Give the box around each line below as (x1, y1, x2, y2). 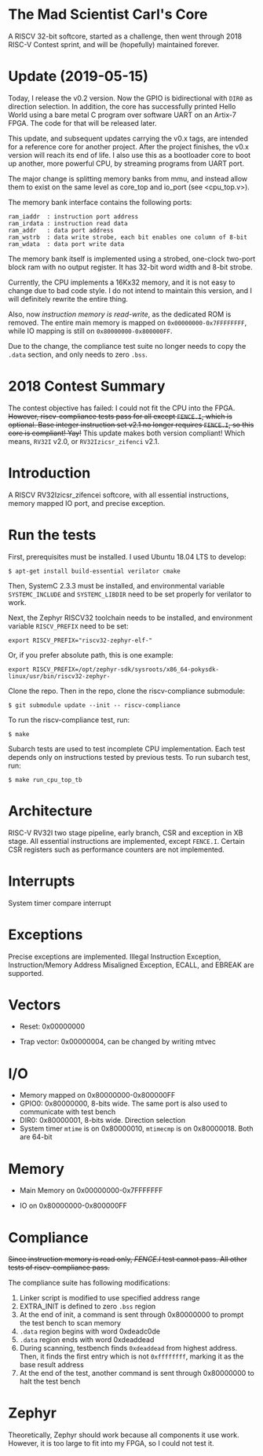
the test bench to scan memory (19, 1318, 122, 1328)
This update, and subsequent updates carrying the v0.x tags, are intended (8, 134, 249, 143)
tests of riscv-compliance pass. (8, 1263, 110, 1272)
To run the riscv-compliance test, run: (8, 715, 130, 724)
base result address (19, 1360, 84, 1370)
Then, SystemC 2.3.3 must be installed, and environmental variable (8, 581, 225, 590)
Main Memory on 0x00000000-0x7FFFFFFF (19, 1186, 163, 1195)
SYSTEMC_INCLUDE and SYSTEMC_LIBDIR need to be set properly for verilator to (8, 589, 252, 599)
